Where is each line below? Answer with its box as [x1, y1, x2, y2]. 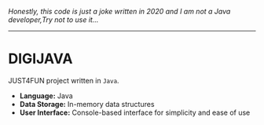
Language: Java [19, 90, 73, 101]
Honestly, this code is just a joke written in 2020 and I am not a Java [8, 7, 231, 16]
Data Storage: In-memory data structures [19, 99, 155, 108]
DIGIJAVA [8, 50, 73, 68]
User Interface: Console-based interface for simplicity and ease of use [19, 108, 251, 117]
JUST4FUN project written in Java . [8, 75, 119, 85]
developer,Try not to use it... [8, 15, 99, 24]
